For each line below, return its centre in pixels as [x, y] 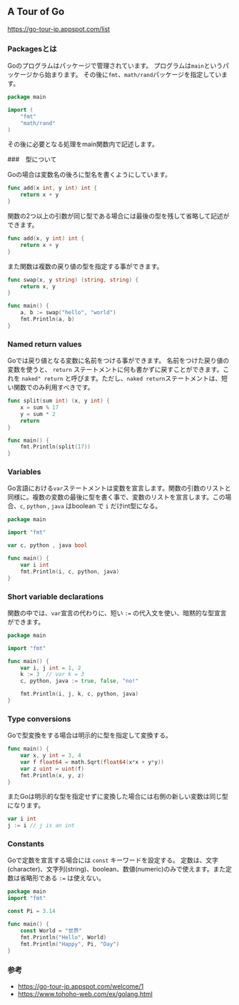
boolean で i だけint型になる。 [117, 506]
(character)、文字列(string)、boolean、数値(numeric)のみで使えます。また [117, 869]
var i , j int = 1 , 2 [51, 668]
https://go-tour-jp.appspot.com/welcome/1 [81, 986]
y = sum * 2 [38, 414]
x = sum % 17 [40, 408]
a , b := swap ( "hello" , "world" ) [68, 313]
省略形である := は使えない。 [62, 878]
